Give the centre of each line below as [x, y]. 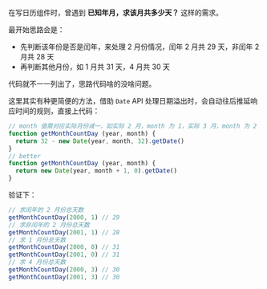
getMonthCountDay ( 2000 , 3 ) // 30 [64, 270]
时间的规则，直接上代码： [57, 111]
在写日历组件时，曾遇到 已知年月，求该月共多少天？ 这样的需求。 [115, 12]
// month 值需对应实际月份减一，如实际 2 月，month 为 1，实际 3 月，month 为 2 [133, 126]
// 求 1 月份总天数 [37, 240]
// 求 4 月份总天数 [37, 263]
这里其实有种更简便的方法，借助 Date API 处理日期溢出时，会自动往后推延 [129, 101]
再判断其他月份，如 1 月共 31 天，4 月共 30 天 [95, 67]
